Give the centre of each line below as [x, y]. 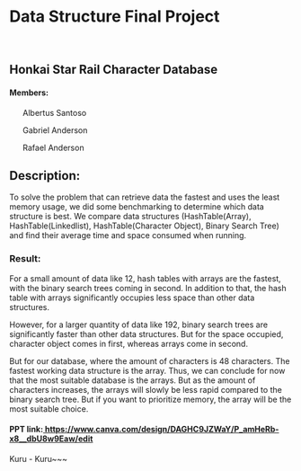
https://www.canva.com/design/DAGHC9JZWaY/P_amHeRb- [162, 430]
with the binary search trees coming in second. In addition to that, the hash [148, 288]
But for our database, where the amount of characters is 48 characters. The [150, 360]
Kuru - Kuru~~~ [39, 458]
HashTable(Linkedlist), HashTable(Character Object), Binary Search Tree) [145, 226]
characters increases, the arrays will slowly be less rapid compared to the [146, 389]
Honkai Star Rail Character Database [114, 70]
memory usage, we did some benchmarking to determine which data [137, 207]
